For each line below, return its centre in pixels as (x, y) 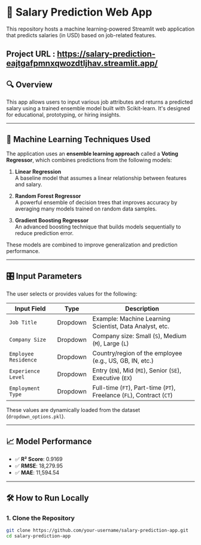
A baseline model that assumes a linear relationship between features (100, 178)
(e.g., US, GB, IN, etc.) (123, 360)
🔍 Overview (29, 84)
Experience (25, 371)
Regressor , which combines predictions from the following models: (89, 160)
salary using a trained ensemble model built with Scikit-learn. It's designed (98, 109)
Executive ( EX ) (112, 378)
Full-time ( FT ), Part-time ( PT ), (134, 387)
